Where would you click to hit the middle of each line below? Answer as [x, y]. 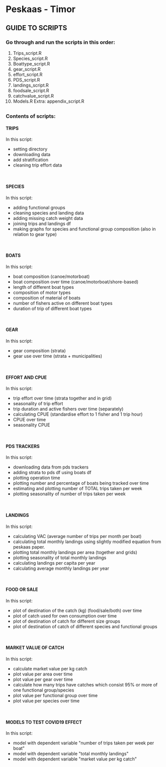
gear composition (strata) [39, 351]
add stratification [31, 160]
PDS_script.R [26, 80]
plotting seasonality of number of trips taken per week [69, 494]
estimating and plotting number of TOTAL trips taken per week [77, 489]
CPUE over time [29, 420]
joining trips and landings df [42, 223]
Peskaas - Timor [41, 9]
